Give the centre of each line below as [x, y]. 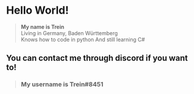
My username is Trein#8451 [62, 84]
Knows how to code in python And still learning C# [83, 39]
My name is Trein [42, 27]
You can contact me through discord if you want [97, 58]
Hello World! [37, 10]
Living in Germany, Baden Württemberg [69, 33]
